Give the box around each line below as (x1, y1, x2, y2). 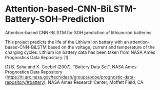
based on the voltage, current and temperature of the (47, 44, 155, 50)
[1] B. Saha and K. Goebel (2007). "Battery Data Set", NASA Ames (5, 64, 137, 70)
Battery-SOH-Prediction (5, 14, 105, 25)
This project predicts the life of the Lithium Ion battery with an (5, 39, 129, 45)
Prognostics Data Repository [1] (5, 54, 69, 60)
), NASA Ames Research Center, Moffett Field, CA (43, 79, 144, 85)
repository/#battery (5, 79, 44, 85)
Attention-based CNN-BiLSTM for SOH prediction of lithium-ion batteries (5, 30, 152, 35)
